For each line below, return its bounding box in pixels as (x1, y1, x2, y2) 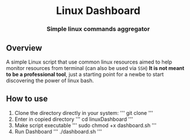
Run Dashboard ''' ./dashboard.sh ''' (14, 128, 102, 135)
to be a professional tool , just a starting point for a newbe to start (6, 71, 164, 78)
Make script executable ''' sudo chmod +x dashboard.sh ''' (14, 121, 157, 129)
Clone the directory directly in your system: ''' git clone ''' (14, 109, 153, 116)
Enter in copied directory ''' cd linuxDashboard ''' (14, 116, 133, 123)
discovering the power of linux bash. (6, 77, 94, 84)
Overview (6, 43, 43, 53)
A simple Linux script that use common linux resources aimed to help (6, 58, 172, 65)
